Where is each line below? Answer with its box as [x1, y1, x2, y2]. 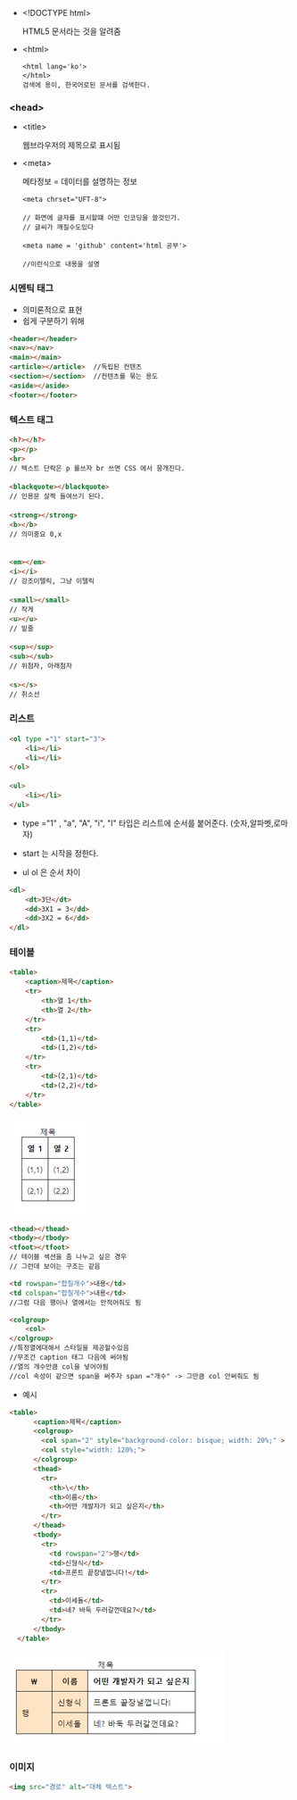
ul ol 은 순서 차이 [21, 866, 81, 878]
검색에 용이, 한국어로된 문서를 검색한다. [21, 80, 151, 89]
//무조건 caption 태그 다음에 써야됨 [9, 1353, 129, 1362]
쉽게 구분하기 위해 [21, 315, 85, 326]
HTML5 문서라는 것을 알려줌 [21, 26, 121, 37]
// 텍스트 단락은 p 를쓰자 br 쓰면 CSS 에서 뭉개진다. [9, 463, 186, 472]
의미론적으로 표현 [21, 304, 83, 315]
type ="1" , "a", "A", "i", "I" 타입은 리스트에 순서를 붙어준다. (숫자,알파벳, [21, 817, 274, 829]
